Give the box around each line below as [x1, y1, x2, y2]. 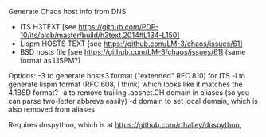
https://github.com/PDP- [78, 22, 159, 31]
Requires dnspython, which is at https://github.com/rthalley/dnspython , [8, 120, 242, 129]
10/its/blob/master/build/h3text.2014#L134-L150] [19, 31, 180, 40]
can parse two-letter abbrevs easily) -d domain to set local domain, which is [8, 97, 259, 105]
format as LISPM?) [19, 55, 81, 65]
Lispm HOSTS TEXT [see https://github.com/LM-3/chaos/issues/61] [19, 39, 243, 48]
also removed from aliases [8, 105, 96, 114]
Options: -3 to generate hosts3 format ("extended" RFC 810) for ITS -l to [8, 71, 245, 80]
